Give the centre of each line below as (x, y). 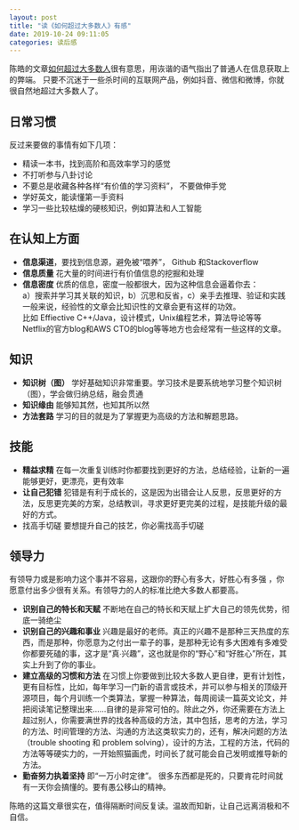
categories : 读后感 (43, 42)
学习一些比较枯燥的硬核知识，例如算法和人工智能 (112, 208)
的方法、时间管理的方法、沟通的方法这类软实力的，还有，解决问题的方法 (154, 731)
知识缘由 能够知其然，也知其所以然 (85, 405)
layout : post (33, 17)
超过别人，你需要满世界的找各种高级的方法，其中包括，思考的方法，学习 (154, 721)
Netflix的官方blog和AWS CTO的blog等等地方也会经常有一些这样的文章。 (154, 328)
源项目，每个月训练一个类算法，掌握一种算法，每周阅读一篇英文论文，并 (154, 698)
